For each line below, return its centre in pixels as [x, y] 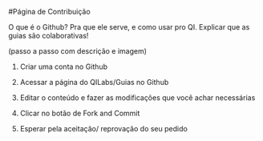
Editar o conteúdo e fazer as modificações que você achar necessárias [138, 98]
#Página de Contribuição [49, 12]
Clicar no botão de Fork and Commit [80, 113]
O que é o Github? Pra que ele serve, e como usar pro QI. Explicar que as [129, 27]
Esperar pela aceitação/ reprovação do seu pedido [104, 129]
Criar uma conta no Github [64, 66]
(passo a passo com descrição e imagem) [77, 51]
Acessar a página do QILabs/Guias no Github [94, 82]
